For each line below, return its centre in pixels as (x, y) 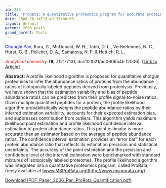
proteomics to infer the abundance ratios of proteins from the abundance (80, 81)
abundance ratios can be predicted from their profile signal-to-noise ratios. (82, 97)
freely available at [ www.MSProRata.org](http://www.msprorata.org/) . (76, 170)
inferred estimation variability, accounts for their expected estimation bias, (81, 113)
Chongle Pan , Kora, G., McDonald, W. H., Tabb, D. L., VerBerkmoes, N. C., (80, 47)
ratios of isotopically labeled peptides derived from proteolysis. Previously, (81, 87)
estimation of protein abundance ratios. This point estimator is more (74, 129)
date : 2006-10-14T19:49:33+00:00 (40, 19)
